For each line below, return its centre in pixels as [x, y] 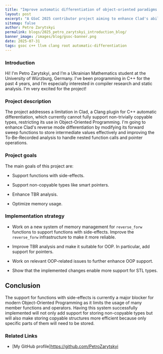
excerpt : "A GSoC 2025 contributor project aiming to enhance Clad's [77, 18]
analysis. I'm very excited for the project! [46, 88]
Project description [28, 101]
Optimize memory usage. [37, 203]
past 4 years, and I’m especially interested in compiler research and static [79, 84]
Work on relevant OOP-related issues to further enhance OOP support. [83, 261]
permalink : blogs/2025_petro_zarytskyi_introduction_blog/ [66, 32]
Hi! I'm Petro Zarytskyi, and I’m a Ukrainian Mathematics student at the [76, 73]
